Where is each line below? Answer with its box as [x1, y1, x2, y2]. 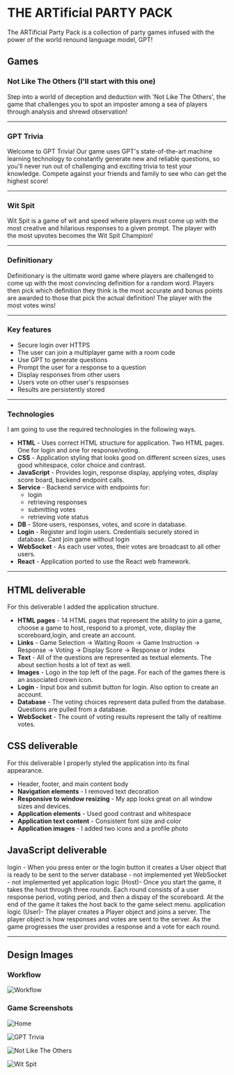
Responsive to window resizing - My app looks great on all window [17, 794, 212, 803]
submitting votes [27, 505, 76, 514]
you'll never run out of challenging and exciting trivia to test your [7, 162, 193, 170]
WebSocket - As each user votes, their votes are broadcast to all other [17, 542, 221, 551]
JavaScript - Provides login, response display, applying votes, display [17, 468, 218, 477]
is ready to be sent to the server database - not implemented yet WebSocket [7, 870, 227, 879]
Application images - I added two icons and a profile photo [17, 824, 189, 832]
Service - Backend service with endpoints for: [17, 483, 150, 491]
